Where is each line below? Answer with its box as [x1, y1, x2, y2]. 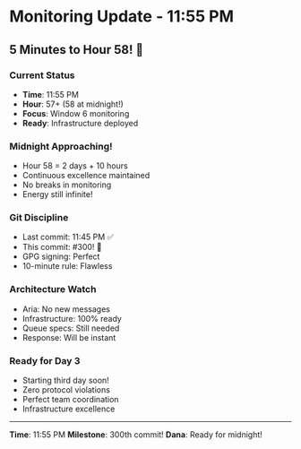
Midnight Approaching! [9, 140, 114, 152]
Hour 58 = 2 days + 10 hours [21, 160, 128, 171]
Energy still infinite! [21, 189, 93, 200]
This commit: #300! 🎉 [21, 242, 103, 253]
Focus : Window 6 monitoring [21, 108, 130, 118]
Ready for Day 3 [9, 354, 81, 367]
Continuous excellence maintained [21, 170, 150, 181]
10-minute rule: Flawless [21, 261, 113, 272]
